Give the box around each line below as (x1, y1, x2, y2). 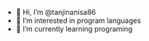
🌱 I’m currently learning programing (15, 24, 133, 33)
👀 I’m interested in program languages (15, 16, 142, 25)
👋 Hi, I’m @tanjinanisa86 (15, 8, 96, 17)
